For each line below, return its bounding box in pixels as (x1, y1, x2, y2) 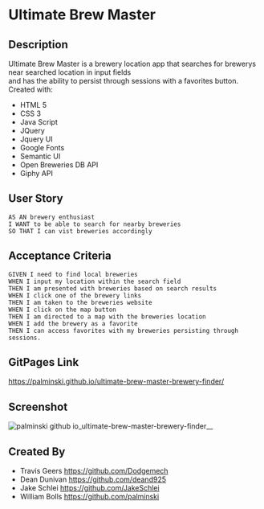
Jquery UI (19, 134, 54, 144)
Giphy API (19, 169, 54, 178)
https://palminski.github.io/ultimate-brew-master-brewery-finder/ (8, 376, 225, 387)
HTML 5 (19, 101, 47, 109)
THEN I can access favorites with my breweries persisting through (8, 326, 239, 335)
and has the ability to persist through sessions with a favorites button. (8, 76, 239, 85)
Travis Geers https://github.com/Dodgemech (19, 466, 169, 476)
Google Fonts (19, 143, 65, 152)
